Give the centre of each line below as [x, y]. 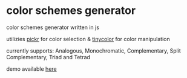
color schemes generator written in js [53, 27]
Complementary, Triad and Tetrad [48, 57]
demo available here [31, 69]
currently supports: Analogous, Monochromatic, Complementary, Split [94, 50]
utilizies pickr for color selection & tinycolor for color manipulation [88, 39]
